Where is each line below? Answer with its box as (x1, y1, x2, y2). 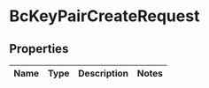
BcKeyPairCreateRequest (9, 6, 200, 26)
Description (78, 68, 128, 79)
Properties (9, 41, 69, 56)
